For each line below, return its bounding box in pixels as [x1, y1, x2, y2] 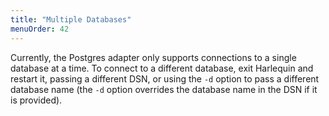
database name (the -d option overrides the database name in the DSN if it [10, 83, 318, 95]
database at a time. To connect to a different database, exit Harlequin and [10, 62, 314, 74]
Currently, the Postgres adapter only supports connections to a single [10, 51, 297, 63]
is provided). [10, 94, 63, 106]
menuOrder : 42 [10, 24, 70, 34]
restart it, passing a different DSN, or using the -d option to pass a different [10, 72, 320, 85]
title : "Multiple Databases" [10, 14, 132, 25]
